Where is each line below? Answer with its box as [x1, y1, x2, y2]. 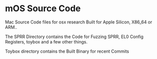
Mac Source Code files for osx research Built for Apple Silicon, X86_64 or [5, 19, 153, 25]
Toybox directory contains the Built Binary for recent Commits [5, 48, 129, 54]
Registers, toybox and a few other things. [5, 39, 88, 44]
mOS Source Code [5, 3, 81, 14]
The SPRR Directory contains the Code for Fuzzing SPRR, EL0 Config [5, 34, 144, 39]
